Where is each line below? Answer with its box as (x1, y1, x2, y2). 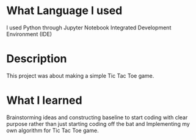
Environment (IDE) (6, 30, 53, 37)
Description (6, 52, 67, 66)
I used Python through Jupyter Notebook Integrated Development (6, 24, 172, 31)
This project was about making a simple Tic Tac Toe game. (6, 72, 154, 79)
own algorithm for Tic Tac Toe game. (6, 127, 99, 134)
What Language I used (6, 4, 123, 18)
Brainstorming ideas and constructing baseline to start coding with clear (6, 114, 188, 121)
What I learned (6, 94, 82, 108)
